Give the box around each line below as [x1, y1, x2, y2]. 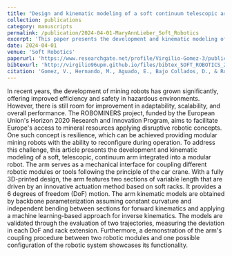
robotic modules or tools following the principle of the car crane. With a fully [7, 167, 224, 176]
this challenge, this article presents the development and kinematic [7, 146, 198, 154]
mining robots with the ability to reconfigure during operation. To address [7, 138, 215, 146]
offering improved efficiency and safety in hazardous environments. [7, 94, 200, 102]
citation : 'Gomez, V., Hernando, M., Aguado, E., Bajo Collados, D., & [7, 68, 217, 75]
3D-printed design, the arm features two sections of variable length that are [7, 175, 223, 183]
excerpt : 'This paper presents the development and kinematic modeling [7, 36, 217, 43]
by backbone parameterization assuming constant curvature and [7, 197, 192, 205]
